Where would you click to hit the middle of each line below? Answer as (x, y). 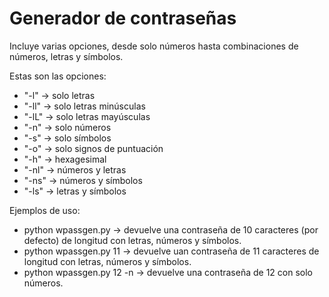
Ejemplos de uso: (45, 210)
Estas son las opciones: (58, 76)
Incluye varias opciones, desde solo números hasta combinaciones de (154, 46)
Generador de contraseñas (123, 18)
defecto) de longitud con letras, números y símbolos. (132, 240)
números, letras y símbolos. (66, 56)
